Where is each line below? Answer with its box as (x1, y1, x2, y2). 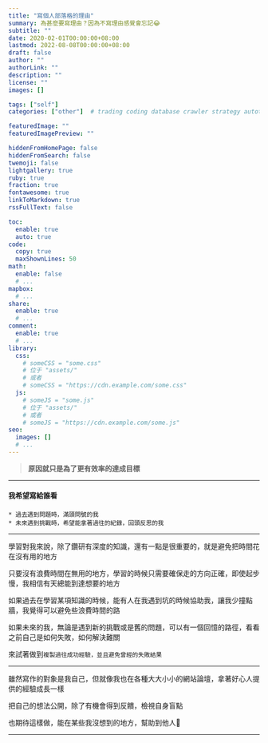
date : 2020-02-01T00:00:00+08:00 (8, 34, 120, 42)
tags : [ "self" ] (8, 101, 59, 109)
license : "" (8, 78, 48, 86)
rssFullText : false (8, 204, 73, 212)
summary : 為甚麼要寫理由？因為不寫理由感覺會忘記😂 (8, 19, 161, 27)
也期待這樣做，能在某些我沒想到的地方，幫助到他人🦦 (8, 718, 181, 728)
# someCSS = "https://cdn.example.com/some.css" (22, 381, 187, 390)
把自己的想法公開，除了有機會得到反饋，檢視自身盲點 (8, 701, 183, 711)
